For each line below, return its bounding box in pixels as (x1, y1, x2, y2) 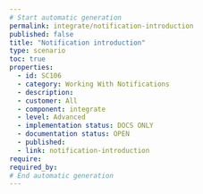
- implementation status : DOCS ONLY (17, 122, 154, 131)
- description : (17, 88, 74, 97)
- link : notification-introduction (17, 146, 150, 155)
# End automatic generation (9, 171, 114, 180)
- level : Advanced (17, 113, 87, 122)
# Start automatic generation (9, 13, 123, 22)
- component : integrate (17, 105, 106, 114)
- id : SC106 (17, 72, 63, 80)
